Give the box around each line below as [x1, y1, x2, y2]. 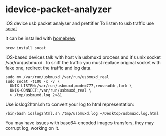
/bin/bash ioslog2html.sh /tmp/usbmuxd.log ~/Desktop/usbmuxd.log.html [5, 111, 159, 116]
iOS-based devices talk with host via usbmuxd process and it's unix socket [5, 54, 161, 60]
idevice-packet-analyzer [5, 4, 112, 15]
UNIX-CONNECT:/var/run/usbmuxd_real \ [10, 87, 92, 93]
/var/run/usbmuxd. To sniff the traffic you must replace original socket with [5, 59, 161, 65]
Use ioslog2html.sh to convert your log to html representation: [5, 101, 135, 107]
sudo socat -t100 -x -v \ [5, 79, 60, 84]
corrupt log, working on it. [5, 125, 60, 131]
